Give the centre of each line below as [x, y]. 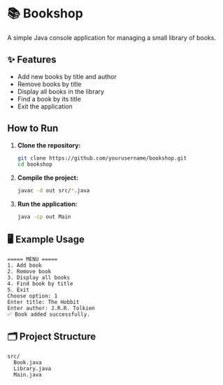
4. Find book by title [40, 283]
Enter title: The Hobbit [43, 302]
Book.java [28, 362]
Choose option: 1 [33, 296]
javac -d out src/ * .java [53, 191]
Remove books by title [49, 84]
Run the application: [48, 204]
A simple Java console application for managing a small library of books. [112, 37]
